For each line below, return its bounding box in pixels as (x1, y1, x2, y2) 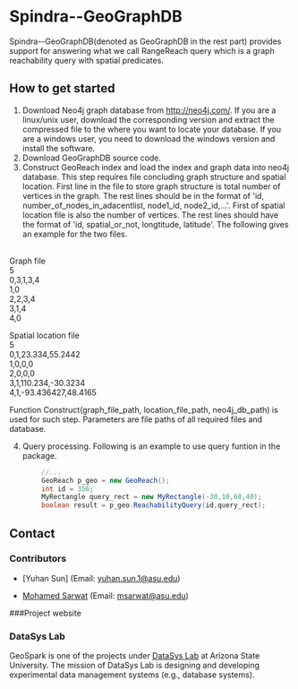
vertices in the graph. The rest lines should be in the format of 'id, (21, 190, 265, 201)
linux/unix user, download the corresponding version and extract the (21, 114, 275, 125)
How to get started (9, 81, 115, 96)
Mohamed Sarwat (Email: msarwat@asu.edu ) (21, 590, 190, 601)
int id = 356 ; (41, 484, 94, 494)
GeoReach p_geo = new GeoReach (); (41, 476, 170, 485)
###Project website (9, 607, 82, 618)
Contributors (9, 553, 67, 565)
